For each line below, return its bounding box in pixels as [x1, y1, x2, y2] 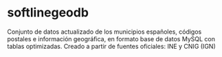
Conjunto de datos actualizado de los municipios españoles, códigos [7, 27, 202, 36]
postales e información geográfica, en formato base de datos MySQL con [7, 34, 215, 43]
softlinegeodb [7, 5, 89, 21]
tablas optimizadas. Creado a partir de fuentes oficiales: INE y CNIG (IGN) [7, 42, 216, 50]
